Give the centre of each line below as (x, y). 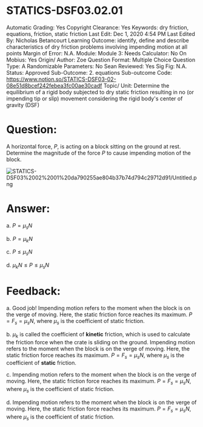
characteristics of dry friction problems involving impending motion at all (97, 47)
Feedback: (33, 291)
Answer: (28, 209)
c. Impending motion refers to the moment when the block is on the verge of (101, 375)
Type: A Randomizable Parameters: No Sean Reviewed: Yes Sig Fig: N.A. (97, 66)
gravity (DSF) (23, 105)
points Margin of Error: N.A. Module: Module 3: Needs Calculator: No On (96, 53)
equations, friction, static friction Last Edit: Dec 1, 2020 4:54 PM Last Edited (101, 33)
